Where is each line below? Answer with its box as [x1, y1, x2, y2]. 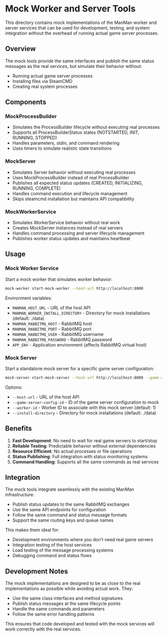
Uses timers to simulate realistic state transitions [12, 145, 112, 151]
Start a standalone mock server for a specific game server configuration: [5, 365, 155, 371]
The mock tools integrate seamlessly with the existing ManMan [5, 486, 134, 492]
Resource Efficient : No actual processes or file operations [12, 448, 132, 454]
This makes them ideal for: [5, 527, 60, 533]
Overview [5, 44, 36, 53]
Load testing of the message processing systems [12, 547, 113, 553]
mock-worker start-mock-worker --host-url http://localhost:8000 [5, 286, 143, 291]
